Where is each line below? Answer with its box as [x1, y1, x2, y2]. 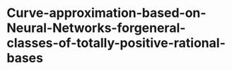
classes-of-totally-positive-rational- [6, 35, 226, 51]
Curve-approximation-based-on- [6, 5, 207, 21]
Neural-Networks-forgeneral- [6, 20, 186, 36]
